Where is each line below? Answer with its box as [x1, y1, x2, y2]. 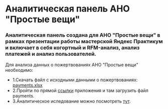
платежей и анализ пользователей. [5, 51, 97, 58]
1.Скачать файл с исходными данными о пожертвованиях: [12, 77, 138, 83]
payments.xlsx [12, 82, 43, 88]
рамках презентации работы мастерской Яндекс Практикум [5, 38, 163, 45]
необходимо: [5, 67, 34, 73]
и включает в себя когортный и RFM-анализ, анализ [5, 44, 140, 51]
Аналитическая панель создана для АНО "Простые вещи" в [5, 32, 160, 39]
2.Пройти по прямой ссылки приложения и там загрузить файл [12, 87, 149, 93]
